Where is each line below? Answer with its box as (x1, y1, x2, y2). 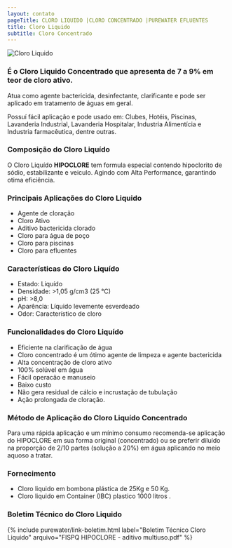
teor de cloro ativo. (7, 75, 74, 85)
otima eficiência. (7, 175, 55, 184)
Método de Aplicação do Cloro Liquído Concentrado (7, 413, 188, 422)
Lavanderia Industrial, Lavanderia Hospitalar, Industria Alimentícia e (7, 120, 202, 128)
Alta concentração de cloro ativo (17, 358, 112, 366)
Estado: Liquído (17, 280, 63, 288)
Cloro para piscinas (17, 239, 74, 248)
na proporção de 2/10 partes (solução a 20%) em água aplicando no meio (7, 443, 221, 453)
